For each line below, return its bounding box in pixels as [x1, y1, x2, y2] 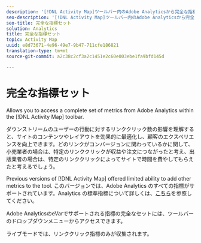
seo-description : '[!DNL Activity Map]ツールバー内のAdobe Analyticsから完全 [6, 14, 195, 20]
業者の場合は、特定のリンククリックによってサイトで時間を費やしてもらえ [11, 155, 194, 163]
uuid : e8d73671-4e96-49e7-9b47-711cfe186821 [6, 43, 119, 49]
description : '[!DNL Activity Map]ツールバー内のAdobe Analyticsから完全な [6, 8, 188, 15]
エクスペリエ [163, 133, 194, 140]
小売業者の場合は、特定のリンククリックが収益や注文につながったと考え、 [6, 148, 190, 155]
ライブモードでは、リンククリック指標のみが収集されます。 [6, 230, 153, 237]
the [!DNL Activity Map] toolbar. [6, 113, 84, 120]
